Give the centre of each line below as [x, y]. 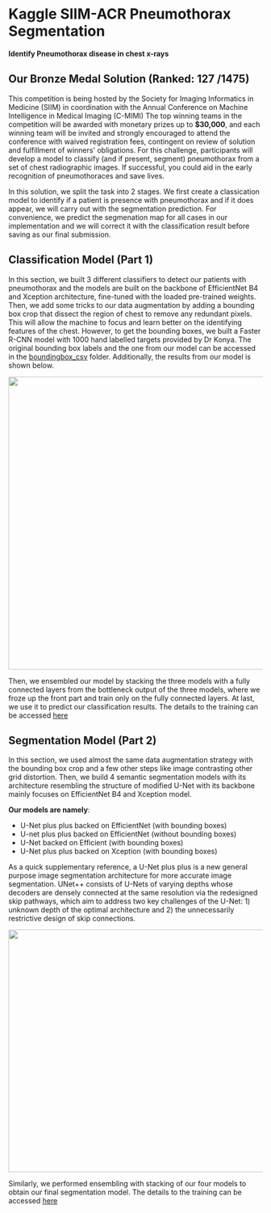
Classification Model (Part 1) [81, 260]
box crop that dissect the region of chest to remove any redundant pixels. [130, 314]
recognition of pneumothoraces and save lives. [87, 175]
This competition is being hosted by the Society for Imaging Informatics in [131, 99]
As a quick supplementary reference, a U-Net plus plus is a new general [128, 867]
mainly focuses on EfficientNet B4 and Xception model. [100, 794]
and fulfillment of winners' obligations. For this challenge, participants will [131, 150]
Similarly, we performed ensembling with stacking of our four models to [127, 1184]
